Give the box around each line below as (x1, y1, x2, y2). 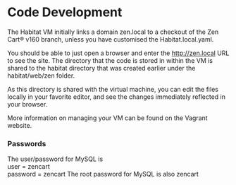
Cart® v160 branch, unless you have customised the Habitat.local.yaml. (7, 35, 214, 43)
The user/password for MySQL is (7, 155, 104, 163)
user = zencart (7, 162, 51, 171)
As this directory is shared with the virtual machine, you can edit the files (7, 85, 218, 93)
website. (7, 121, 32, 129)
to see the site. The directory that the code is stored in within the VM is (7, 56, 213, 64)
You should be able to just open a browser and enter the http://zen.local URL (7, 49, 230, 57)
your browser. (7, 100, 48, 108)
